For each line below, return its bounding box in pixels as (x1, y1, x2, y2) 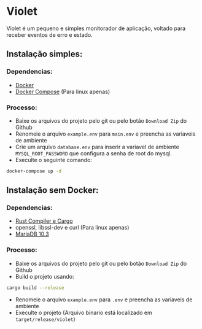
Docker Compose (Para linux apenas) (15, 88, 111, 95)
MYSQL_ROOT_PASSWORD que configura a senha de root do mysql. (15, 149, 172, 157)
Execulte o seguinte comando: (15, 156, 92, 163)
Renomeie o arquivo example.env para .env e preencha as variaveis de (15, 296, 193, 303)
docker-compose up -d (6, 168, 62, 174)
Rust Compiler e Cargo (15, 217, 73, 225)
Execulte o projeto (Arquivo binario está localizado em (15, 309, 152, 316)
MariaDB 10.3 (15, 230, 49, 238)
